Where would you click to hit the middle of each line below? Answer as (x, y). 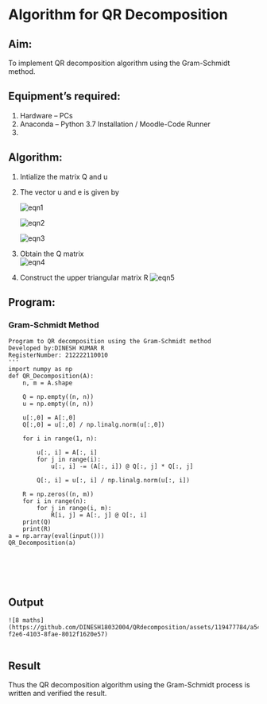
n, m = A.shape (48, 383)
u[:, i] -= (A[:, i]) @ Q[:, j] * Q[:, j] (122, 466)
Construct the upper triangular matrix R (84, 277)
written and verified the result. (58, 693)
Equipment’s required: (64, 97)
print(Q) (37, 522)
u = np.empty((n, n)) (58, 404)
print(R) (37, 529)
